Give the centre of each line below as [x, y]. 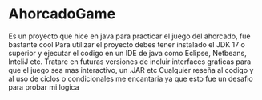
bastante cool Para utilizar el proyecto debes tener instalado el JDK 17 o [127, 44]
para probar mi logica [44, 87]
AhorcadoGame [62, 14]
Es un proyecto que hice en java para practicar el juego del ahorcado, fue [129, 36]
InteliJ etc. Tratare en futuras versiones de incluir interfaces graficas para [130, 62]
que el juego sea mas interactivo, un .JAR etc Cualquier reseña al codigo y [131, 70]
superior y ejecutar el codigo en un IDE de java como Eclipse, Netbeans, [127, 53]
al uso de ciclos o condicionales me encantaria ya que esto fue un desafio [131, 78]
